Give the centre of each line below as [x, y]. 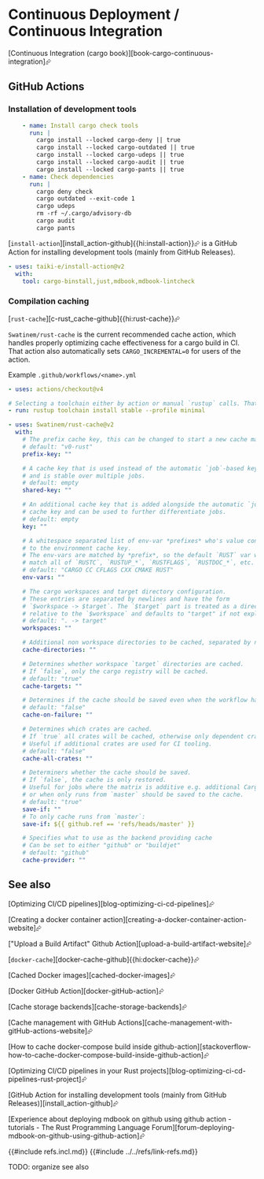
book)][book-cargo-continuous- [161, 53]
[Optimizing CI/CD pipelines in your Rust [73, 1070]
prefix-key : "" [47, 454]
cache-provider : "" [54, 861]
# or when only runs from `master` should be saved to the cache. [133, 795]
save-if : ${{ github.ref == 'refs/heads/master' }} [108, 824]
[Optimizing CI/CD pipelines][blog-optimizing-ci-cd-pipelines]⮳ [111, 903]
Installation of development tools [72, 110]
